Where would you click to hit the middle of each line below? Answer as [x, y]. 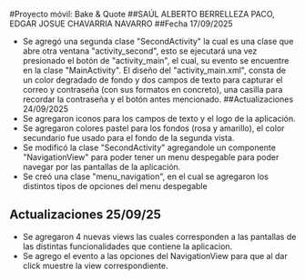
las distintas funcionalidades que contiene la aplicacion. [127, 246]
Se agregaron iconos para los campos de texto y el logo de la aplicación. [159, 119]
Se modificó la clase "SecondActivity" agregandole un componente [149, 147]
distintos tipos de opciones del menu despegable [115, 186]
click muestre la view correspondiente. [95, 265]
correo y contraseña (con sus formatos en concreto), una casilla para [152, 90]
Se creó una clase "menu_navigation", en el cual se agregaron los [145, 176]
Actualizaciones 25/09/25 [86, 215]
